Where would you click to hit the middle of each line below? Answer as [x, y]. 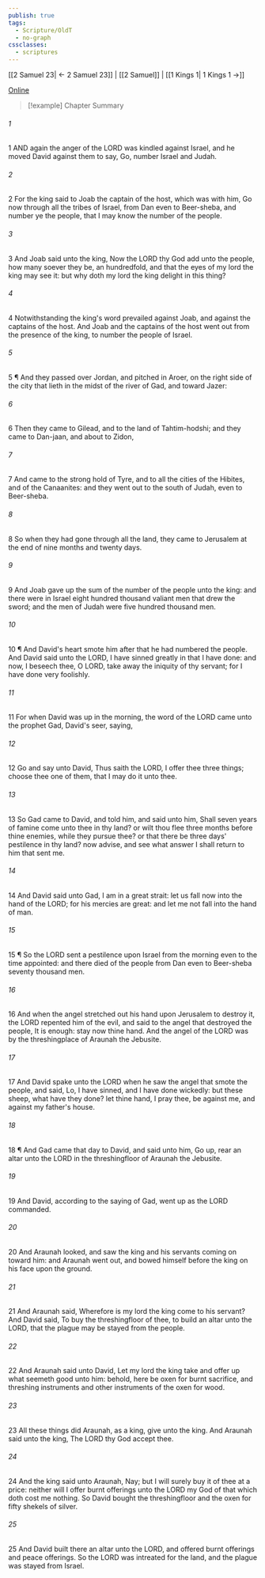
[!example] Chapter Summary [76, 105]
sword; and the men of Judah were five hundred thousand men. [112, 607]
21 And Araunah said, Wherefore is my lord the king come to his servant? [127, 1311]
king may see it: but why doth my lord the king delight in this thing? [117, 275]
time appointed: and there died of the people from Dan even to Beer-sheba [130, 963]
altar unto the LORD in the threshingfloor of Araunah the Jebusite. [115, 1158]
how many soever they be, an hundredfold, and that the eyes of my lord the [131, 267]
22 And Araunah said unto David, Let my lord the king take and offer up [124, 1371]
